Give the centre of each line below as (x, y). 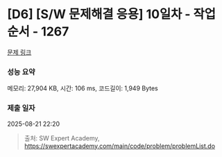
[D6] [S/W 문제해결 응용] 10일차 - (99, 14)
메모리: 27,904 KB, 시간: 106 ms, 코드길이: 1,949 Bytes (83, 88)
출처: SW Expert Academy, (62, 138)
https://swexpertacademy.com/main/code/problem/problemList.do (120, 146)
